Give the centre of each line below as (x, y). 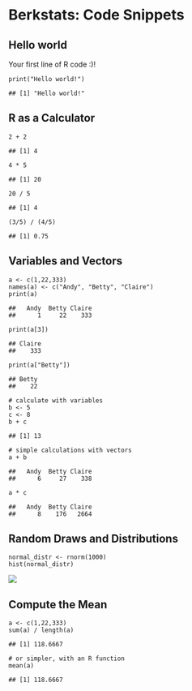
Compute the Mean (58, 605)
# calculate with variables (56, 400)
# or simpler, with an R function (67, 659)
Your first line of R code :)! (52, 64)
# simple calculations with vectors (70, 450)
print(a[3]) (28, 329)
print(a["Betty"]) (39, 365)
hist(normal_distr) (41, 564)
